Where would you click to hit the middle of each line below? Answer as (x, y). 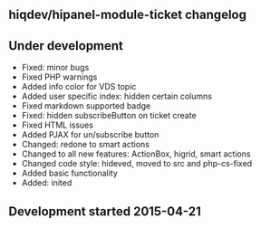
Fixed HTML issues (58, 125)
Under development (66, 46)
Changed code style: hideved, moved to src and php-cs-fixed (137, 164)
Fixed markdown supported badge (86, 106)
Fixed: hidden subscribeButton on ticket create (109, 116)
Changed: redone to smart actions (86, 145)
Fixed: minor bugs (55, 68)
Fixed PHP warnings (59, 77)
